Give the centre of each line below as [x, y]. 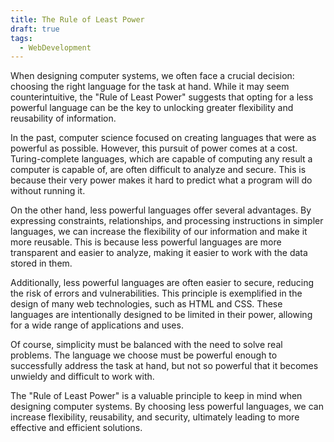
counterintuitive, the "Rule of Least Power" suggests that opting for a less [162, 97]
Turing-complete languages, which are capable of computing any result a [161, 159]
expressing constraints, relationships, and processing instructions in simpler [167, 221]
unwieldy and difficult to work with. [82, 377]
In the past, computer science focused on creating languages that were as [163, 138]
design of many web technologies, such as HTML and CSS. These [146, 304]
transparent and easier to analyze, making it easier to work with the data [159, 253]
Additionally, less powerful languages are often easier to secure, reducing [162, 283]
